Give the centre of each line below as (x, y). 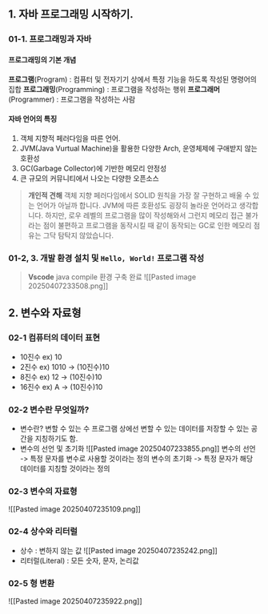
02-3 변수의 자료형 (43, 491)
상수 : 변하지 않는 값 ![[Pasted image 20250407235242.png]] (118, 550)
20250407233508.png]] (68, 286)
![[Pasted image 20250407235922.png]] (75, 601)
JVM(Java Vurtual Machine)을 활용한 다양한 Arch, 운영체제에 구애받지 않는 (138, 148)
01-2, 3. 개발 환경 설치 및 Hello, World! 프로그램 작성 (106, 258)
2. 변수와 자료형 (45, 313)
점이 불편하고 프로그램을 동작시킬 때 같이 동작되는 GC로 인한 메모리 (147, 225)
